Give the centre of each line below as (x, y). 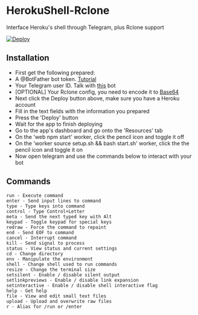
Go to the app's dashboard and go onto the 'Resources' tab (89, 130)
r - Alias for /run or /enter (44, 307)
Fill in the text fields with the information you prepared (82, 111)
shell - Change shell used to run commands (62, 264)
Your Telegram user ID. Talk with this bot (65, 85)
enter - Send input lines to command (54, 201)
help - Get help (27, 291)
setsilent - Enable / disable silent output (63, 275)
